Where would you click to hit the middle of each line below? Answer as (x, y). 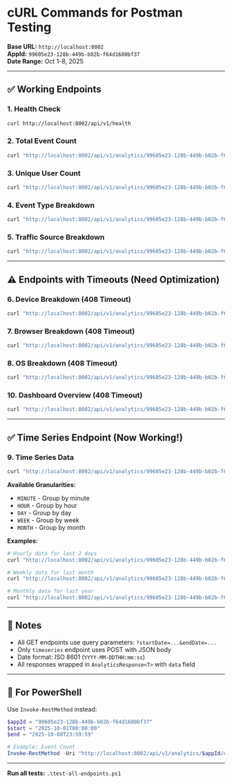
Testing (29, 27)
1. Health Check (34, 109)
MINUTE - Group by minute (53, 498)
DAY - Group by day (44, 513)
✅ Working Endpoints (54, 89)
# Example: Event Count (41, 747)
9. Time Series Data (41, 457)
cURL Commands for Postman (95, 13)
